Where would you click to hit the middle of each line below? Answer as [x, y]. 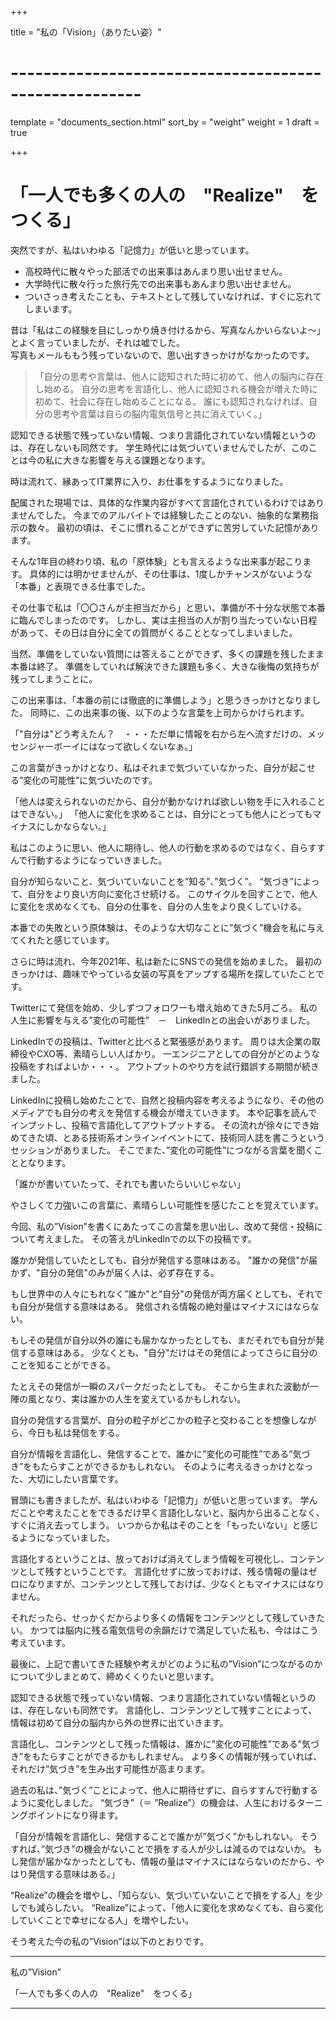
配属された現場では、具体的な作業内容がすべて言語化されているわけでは [159, 502]
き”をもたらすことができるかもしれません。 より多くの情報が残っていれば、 [166, 1756]
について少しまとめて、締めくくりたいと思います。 [115, 1676]
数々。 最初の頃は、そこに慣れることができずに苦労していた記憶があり [173, 527]
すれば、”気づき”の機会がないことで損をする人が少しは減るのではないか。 [161, 1848]
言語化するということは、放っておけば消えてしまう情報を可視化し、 [150, 1558]
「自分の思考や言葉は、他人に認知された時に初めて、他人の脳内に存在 [179, 376]
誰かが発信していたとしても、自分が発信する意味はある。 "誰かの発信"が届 [164, 1260]
